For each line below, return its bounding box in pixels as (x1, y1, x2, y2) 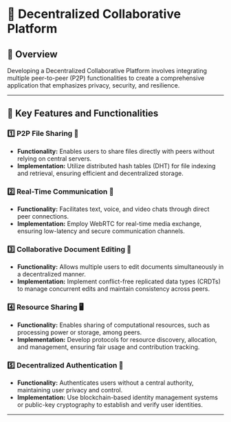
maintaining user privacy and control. (16, 385, 123, 394)
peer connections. (16, 212, 69, 220)
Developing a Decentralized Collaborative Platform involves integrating (7, 67, 208, 74)
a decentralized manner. (16, 270, 86, 279)
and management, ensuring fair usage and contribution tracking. (16, 343, 200, 351)
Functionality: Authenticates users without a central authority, (16, 379, 194, 387)
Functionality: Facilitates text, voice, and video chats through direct (16, 205, 210, 213)
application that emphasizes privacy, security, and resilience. (7, 81, 180, 89)
